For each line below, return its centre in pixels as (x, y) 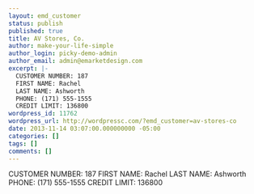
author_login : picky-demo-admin (63, 53)
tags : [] (23, 143)
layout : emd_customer (45, 16)
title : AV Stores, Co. (47, 38)
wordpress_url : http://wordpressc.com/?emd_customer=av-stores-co (123, 121)
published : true (36, 31)
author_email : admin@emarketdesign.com (76, 61)
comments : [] (30, 151)
